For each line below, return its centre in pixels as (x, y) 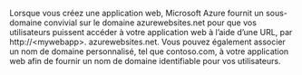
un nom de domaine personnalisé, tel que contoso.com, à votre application (149, 52)
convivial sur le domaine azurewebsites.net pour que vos (150, 23)
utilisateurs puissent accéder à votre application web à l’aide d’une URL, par (151, 32)
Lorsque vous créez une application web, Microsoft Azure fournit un (137, 13)
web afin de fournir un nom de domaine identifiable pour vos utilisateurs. (145, 61)
